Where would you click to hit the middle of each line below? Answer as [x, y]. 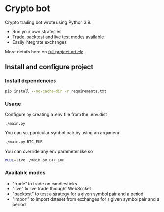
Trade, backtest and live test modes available [58, 37]
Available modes [25, 173]
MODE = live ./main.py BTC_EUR [35, 160]
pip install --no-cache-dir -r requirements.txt [56, 91]
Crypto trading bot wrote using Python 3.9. [48, 22]
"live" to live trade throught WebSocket [52, 188]
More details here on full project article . [45, 52]
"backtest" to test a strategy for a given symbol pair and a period [78, 194]
